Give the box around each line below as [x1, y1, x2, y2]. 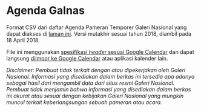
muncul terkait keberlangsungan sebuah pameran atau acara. [6, 98, 162, 106]
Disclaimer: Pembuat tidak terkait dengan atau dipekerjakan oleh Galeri [6, 66, 186, 73]
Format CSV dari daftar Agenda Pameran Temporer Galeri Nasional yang [6, 24, 187, 31]
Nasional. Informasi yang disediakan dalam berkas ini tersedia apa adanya [6, 73, 195, 80]
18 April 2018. [6, 36, 41, 44]
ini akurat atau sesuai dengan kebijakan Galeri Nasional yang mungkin [6, 92, 184, 99]
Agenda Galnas [6, 4, 85, 18]
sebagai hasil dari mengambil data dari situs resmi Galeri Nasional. [6, 79, 175, 87]
